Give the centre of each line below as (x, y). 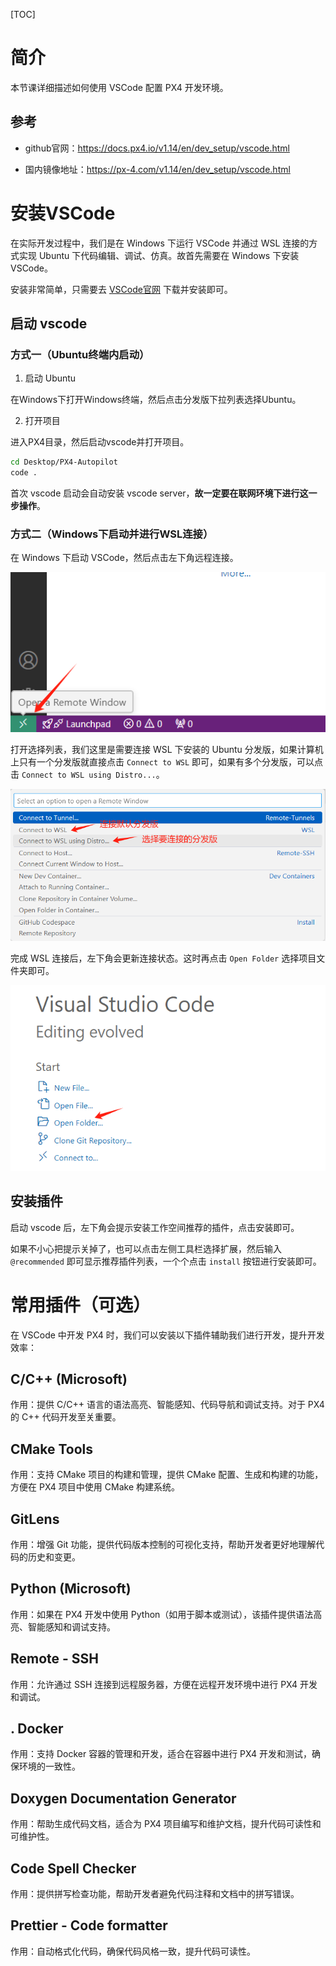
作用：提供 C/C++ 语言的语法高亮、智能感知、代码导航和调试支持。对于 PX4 (167, 1405)
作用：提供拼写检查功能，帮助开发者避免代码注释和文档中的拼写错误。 (155, 1894)
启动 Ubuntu (50, 378)
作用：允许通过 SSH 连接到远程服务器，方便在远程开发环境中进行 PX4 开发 (164, 1684)
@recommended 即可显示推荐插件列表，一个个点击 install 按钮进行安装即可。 (166, 1261)
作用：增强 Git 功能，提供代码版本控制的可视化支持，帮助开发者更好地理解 (163, 1545)
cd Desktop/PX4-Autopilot (64, 462)
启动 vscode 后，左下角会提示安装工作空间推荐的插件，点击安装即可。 (155, 1227)
